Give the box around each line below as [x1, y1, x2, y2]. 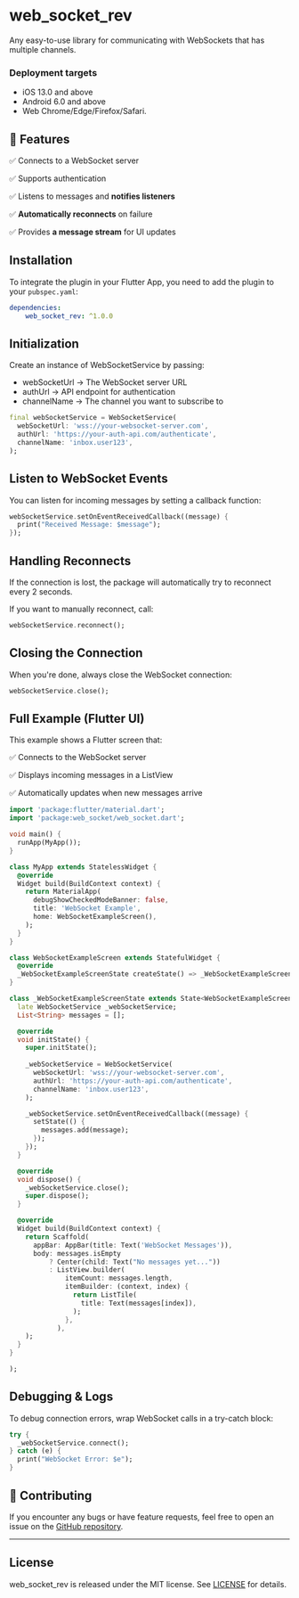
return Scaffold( [25, 1232, 90, 1242]
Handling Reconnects [9, 553, 132, 569]
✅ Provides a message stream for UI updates [9, 226, 176, 237]
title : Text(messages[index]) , [80, 1299, 198, 1307]
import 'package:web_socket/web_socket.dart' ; [9, 814, 185, 823]
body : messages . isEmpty [32, 1249, 122, 1258]
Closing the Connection [9, 645, 143, 660]
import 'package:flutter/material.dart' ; [9, 806, 166, 815]
